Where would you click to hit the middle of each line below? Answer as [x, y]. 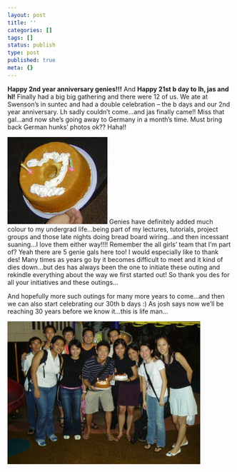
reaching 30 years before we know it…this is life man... [88, 311]
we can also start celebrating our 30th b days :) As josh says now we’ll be [116, 303]
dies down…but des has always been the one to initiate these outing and [114, 267]
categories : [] [30, 30]
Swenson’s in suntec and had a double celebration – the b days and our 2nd [119, 104]
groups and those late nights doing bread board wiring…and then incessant [118, 236]
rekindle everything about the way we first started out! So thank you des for [118, 274]
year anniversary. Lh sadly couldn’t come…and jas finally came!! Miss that [116, 111]
